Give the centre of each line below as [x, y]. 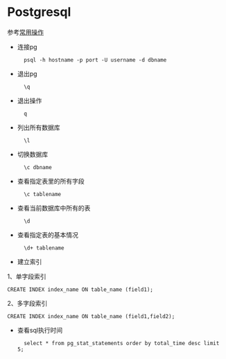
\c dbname [38, 167]
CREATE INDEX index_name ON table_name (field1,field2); [91, 316]
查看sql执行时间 [40, 330]
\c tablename [43, 194]
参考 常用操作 [25, 32]
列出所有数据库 [38, 127]
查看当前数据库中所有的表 [54, 208]
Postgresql [39, 12]
